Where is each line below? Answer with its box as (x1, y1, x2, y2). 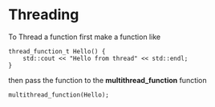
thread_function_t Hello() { (8, 47, 106, 55)
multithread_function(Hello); (8, 90, 110, 99)
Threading (8, 6, 79, 24)
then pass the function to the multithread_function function (8, 75, 207, 85)
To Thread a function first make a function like (8, 32, 161, 42)
